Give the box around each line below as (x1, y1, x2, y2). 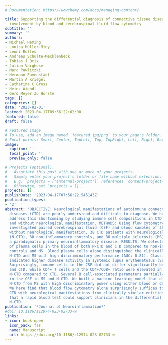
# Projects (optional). (5, 165, 55, 170)
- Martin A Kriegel (5, 77, 46, 82)
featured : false (5, 114, 39, 119)
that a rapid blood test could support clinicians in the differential (9, 295, 162, 300)
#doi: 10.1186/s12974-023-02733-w (5, 309, 77, 314)
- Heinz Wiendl (5, 86, 37, 91)
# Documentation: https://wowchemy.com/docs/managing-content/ (5, 7, 140, 13)
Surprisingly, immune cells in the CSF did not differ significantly (9, 262, 157, 268)
